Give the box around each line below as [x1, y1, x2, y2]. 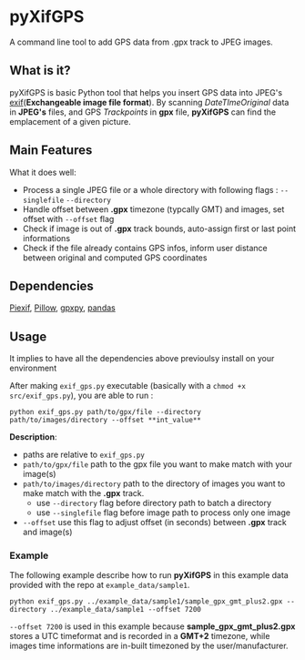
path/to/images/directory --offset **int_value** [9, 416, 202, 425]
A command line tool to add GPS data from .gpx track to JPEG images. [9, 36, 273, 47]
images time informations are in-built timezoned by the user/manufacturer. [9, 640, 289, 652]
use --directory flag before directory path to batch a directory [36, 498, 271, 509]
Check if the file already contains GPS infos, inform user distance [22, 242, 269, 253]
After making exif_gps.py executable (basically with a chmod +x [9, 381, 246, 391]
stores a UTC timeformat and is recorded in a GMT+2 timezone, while [9, 631, 270, 642]
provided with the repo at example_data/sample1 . [9, 580, 190, 591]
